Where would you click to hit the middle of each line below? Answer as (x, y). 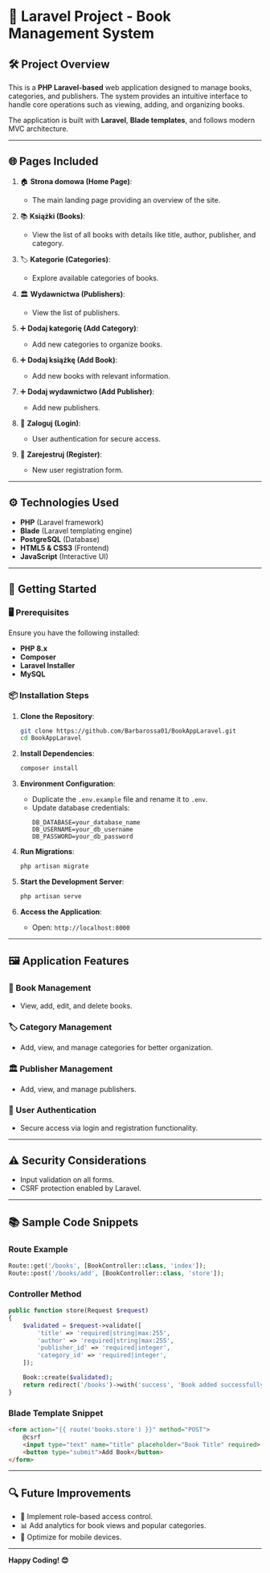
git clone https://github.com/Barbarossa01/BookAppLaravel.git (128, 731)
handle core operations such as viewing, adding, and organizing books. (127, 105)
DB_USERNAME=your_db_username (83, 830)
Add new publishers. (66, 407)
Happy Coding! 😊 (39, 1560)
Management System (82, 33)
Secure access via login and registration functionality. (109, 1127)
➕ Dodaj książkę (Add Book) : (69, 359)
